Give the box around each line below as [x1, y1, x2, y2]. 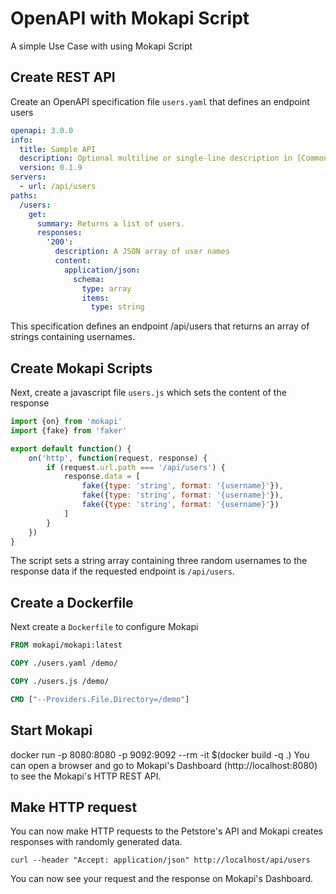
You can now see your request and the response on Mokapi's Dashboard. [10, 873, 314, 885]
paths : [10, 190, 38, 201]
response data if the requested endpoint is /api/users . [10, 565, 235, 577]
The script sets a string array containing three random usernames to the [10, 555, 308, 567]
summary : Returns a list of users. [36, 218, 186, 229]
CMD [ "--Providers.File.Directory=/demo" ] [10, 694, 190, 704]
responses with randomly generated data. [10, 836, 183, 848]
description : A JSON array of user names [54, 247, 230, 257]
